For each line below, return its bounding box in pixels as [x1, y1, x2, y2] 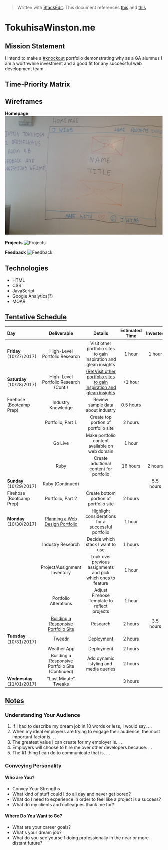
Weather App [47, 646, 75, 652]
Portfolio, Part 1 [44, 419, 77, 426]
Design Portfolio [44, 521, 78, 527]
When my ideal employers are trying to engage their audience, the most [12, 728, 160, 734]
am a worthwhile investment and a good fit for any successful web [5, 60, 142, 66]
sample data [88, 402, 114, 408]
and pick [92, 570, 110, 576]
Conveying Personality [5, 762, 62, 769]
